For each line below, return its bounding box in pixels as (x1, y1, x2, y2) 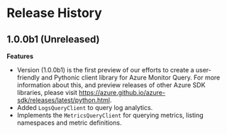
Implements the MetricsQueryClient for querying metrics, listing (16, 111, 204, 119)
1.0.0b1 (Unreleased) (6, 33, 100, 45)
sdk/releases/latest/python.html (16, 96, 111, 104)
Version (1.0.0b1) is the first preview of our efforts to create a (16, 66, 194, 74)
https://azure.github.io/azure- (78, 89, 166, 96)
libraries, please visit (16, 89, 77, 96)
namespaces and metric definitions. (16, 118, 122, 127)
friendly (16, 73, 40, 82)
